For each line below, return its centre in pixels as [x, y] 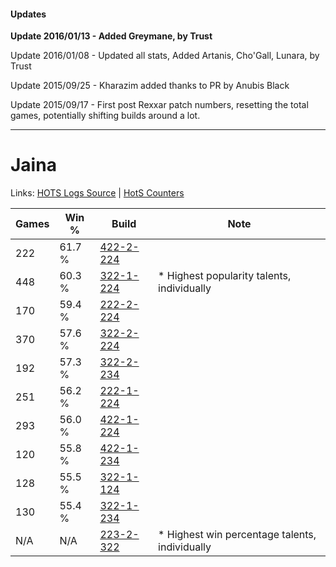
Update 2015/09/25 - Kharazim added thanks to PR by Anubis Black [150, 86]
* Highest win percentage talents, [237, 535]
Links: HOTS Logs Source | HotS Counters [97, 193]
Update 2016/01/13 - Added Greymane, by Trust [111, 36]
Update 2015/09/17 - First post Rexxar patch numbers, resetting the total [159, 105]
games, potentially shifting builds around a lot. [105, 116]
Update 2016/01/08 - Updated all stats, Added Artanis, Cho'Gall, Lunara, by [165, 56]
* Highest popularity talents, [225, 276]
